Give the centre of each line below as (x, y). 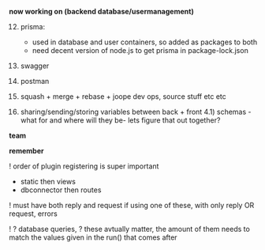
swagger (35, 66)
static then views (48, 182)
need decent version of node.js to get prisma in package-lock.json (140, 50)
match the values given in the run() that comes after (93, 237)
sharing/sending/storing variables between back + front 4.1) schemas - (136, 112)
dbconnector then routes (61, 190)
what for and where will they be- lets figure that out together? (120, 120)
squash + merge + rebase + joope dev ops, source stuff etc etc (123, 97)
